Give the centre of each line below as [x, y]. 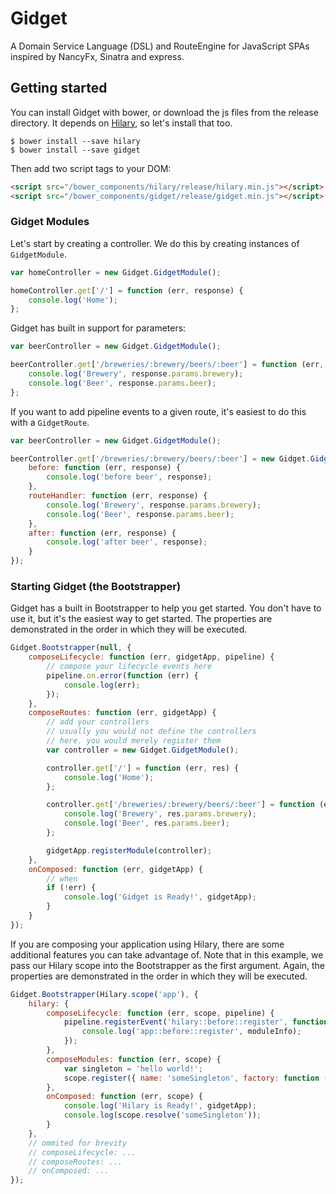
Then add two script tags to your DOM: [91, 168]
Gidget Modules [50, 222]
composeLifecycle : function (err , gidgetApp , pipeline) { [151, 657]
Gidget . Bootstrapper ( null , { [71, 648]
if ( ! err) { [71, 888]
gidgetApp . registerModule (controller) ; [129, 850]
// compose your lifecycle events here [129, 667]
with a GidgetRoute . [50, 422]
